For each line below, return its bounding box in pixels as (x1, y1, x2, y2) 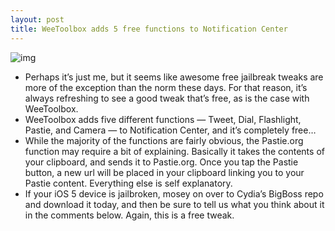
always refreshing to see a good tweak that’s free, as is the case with (24, 92, 310, 104)
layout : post (10, 14, 65, 25)
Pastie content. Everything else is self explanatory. (24, 177, 233, 189)
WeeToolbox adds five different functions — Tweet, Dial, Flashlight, (24, 113, 302, 125)
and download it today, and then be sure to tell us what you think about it (24, 198, 325, 210)
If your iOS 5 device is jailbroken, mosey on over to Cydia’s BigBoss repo (24, 187, 324, 200)
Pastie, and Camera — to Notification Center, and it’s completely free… (24, 124, 317, 136)
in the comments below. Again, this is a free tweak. (24, 209, 235, 221)
